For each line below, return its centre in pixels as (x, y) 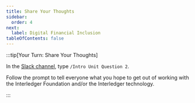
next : (13, 28)
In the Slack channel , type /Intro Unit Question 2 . (68, 66)
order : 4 (22, 22)
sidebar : (17, 17)
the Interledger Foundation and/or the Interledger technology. (80, 84)
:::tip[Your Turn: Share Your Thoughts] (52, 55)
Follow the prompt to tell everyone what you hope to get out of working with (97, 77)
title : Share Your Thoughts (40, 11)
